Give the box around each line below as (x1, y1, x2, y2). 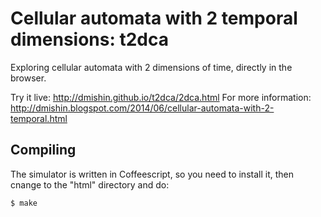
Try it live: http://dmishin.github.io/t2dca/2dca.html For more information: (10, 91, 312, 103)
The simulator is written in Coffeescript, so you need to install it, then (10, 168, 294, 180)
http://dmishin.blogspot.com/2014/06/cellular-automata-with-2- (10, 102, 275, 114)
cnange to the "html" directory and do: (10, 178, 170, 191)
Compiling (10, 142, 77, 159)
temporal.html (10, 112, 68, 124)
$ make (10, 198, 38, 208)
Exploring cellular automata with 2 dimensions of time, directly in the (10, 61, 293, 73)
